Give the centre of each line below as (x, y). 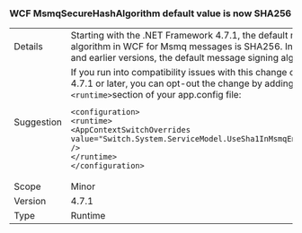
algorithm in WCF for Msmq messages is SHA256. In (182, 47)
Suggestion (38, 122)
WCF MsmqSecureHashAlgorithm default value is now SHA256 (151, 13)
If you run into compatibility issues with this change (179, 73)
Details (28, 47)
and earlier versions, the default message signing (174, 58)
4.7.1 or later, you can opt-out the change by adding (182, 83)
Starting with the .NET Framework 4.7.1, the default (179, 36)
